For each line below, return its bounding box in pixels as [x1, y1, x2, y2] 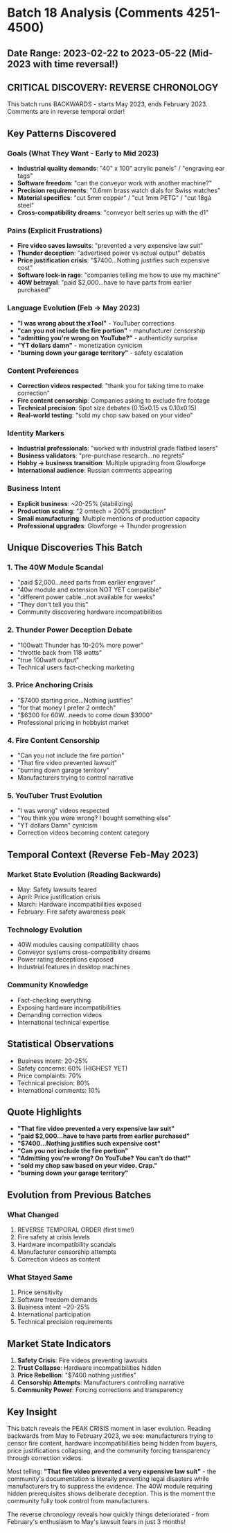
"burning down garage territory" [17, 766, 109, 775]
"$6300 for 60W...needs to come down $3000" [17, 710, 153, 719]
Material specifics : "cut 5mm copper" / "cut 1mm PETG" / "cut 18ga [17, 194, 212, 202]
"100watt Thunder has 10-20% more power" [17, 641, 144, 649]
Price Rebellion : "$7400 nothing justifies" [17, 1371, 137, 1380]
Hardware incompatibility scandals [17, 1241, 116, 1249]
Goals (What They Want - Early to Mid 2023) [7, 148, 159, 158]
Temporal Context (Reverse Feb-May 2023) [7, 848, 199, 860]
